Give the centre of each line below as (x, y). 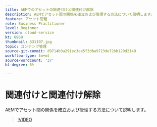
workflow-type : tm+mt (27, 56)
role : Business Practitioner (35, 23)
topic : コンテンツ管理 (26, 46)
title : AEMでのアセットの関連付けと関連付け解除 (50, 10)
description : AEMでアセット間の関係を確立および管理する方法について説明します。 (80, 14)
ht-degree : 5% (20, 65)
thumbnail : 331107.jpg (28, 42)
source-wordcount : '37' (30, 60)
